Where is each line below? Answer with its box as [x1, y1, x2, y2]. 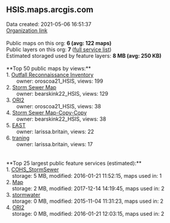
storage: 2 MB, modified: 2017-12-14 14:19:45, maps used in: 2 [11, 184, 165, 192]
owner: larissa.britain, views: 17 [16, 140, 93, 147]
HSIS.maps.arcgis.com [6, 5, 94, 15]
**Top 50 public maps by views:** [6, 65, 91, 72]
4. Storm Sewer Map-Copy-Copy [6, 109, 87, 116]
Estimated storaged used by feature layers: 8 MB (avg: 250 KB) [6, 52, 162, 59]
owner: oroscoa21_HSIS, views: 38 [16, 102, 101, 109]
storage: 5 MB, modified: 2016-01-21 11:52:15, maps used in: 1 [11, 172, 162, 179]
